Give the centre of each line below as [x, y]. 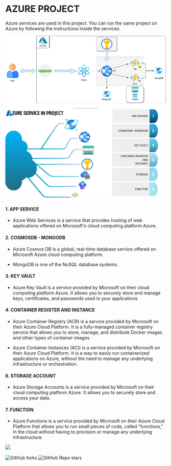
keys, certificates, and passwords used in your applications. [76, 298]
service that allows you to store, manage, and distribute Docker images [88, 332]
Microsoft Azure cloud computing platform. [58, 255]
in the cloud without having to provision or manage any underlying [82, 432]
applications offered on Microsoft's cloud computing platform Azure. [85, 226]
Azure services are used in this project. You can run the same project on [81, 23]
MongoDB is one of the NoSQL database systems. [65, 264]
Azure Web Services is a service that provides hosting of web [78, 220]
